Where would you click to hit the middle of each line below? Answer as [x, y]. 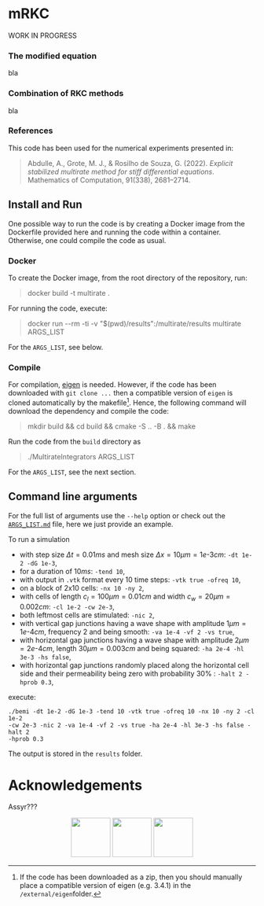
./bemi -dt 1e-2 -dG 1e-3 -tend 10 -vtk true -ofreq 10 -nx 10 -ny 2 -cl [132, 711]
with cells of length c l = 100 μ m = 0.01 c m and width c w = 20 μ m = [125, 597]
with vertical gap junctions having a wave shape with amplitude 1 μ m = [133, 623]
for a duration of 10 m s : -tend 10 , [72, 571]
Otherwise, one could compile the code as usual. [87, 240]
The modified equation [52, 56]
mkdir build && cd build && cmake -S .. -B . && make [112, 426]
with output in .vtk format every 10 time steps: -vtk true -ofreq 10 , [130, 580]
